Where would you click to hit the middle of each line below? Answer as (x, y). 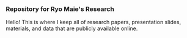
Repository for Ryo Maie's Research (60, 9)
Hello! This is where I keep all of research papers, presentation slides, (94, 22)
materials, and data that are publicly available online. (72, 28)
